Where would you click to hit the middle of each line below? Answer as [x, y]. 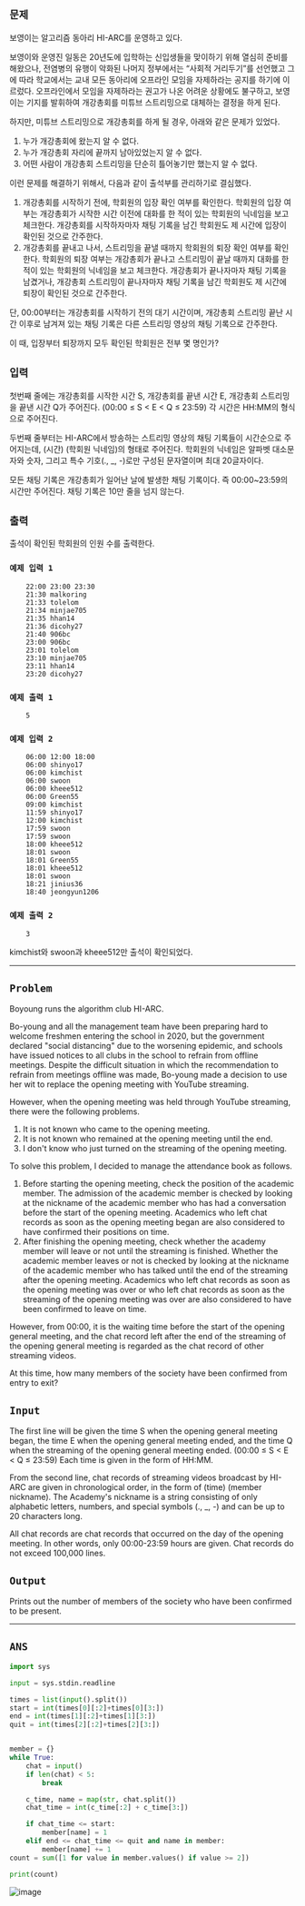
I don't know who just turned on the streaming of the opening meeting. [155, 1149]
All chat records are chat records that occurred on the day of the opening [147, 1534]
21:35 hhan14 [50, 618]
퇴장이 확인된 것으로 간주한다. [75, 292]
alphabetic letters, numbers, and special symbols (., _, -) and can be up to [147, 1506]
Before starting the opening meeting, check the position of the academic [158, 1184]
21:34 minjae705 [57, 610]
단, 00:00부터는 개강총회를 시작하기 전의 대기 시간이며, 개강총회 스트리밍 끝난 [147, 312]
